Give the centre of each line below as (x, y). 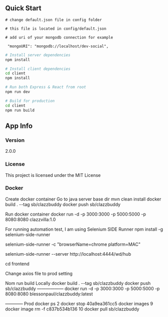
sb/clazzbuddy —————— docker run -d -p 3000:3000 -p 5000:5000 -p (82, 288)
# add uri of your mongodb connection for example (59, 37)
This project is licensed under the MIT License (53, 175)
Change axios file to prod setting (39, 273)
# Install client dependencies (38, 69)
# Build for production (30, 101)
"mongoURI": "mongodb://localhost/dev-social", (58, 46)
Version (15, 140)
